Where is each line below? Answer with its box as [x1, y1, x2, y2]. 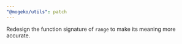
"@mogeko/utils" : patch [6, 8, 67, 15]
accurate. [6, 31, 31, 39]
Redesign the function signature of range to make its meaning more [6, 25, 176, 33]
